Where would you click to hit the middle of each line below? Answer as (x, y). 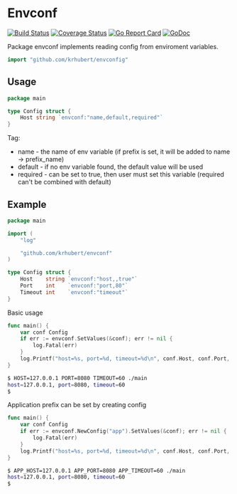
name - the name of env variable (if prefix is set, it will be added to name (124, 152)
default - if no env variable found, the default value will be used (110, 167)
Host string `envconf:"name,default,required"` (92, 118)
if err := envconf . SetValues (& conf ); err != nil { (97, 339)
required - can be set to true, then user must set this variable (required (121, 174)
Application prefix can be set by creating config (77, 405)
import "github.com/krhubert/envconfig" (68, 59)
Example (27, 204)
